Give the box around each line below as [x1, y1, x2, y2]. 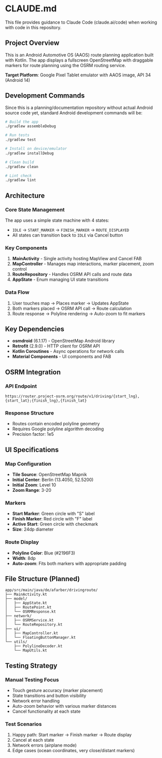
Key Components [5, 244, 48, 251]
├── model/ [5, 596, 28, 601]
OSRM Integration [5, 368, 61, 376]
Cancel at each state [12, 737, 54, 743]
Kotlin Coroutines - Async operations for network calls [12, 348, 125, 354]
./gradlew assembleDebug [5, 124, 56, 129]
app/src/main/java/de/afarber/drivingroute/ [5, 587, 98, 593]
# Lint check [5, 173, 32, 178]
